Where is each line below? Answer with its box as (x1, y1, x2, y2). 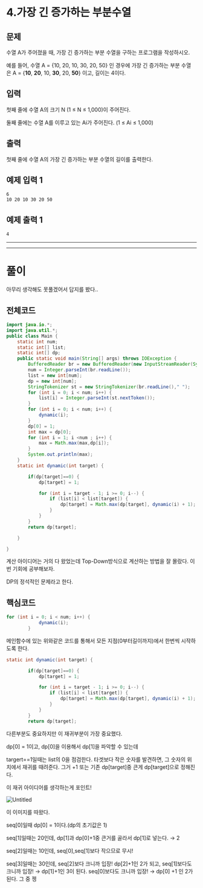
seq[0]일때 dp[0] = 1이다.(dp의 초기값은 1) (6, 821, 108, 829)
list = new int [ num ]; (28, 372, 83, 378)
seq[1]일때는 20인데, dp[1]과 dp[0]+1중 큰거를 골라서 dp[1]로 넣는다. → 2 (6, 834, 180, 841)
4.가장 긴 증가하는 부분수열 (6, 5, 132, 19)
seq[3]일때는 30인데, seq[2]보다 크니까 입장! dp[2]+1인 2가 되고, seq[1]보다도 (6, 859, 192, 867)
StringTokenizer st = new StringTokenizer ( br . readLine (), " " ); (28, 383, 190, 390)
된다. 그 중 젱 (6, 875, 37, 883)
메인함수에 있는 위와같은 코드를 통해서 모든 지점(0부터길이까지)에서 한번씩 (6, 637, 180, 644)
